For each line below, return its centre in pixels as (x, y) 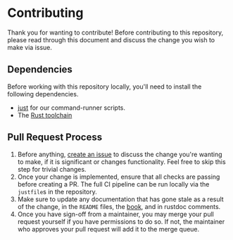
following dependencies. (43, 94)
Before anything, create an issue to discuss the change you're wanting (120, 154)
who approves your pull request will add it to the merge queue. (108, 229)
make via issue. (30, 47)
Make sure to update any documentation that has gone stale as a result (120, 199)
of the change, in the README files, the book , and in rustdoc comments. (119, 206)
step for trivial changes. (52, 169)
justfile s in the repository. (57, 191)
